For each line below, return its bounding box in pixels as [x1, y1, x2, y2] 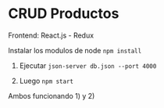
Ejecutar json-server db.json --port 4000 [19, 60, 157, 70]
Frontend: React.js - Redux [8, 31, 94, 40]
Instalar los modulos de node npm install [8, 45, 142, 55]
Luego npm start [19, 76, 74, 85]
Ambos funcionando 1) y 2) [8, 91, 95, 100]
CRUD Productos [8, 5, 119, 23]
